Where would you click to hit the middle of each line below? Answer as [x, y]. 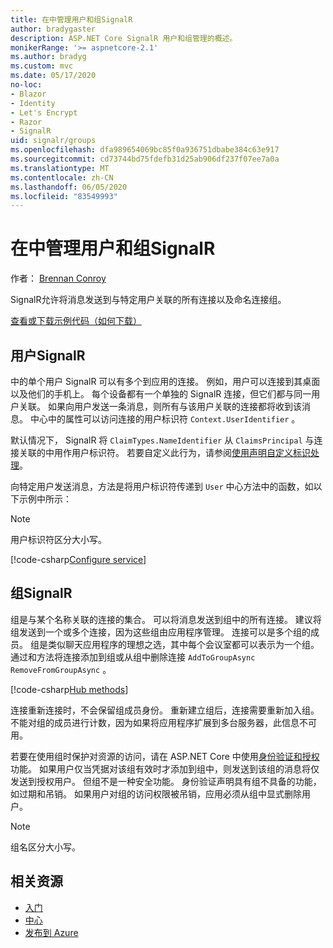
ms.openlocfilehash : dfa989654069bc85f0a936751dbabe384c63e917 [145, 150]
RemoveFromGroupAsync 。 [61, 669]
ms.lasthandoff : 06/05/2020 [69, 187]
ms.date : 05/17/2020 [53, 76]
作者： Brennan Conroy [58, 278]
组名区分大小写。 [45, 847]
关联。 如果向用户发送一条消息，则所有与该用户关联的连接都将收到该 [160, 406]
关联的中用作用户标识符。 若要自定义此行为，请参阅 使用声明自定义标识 [164, 452]
